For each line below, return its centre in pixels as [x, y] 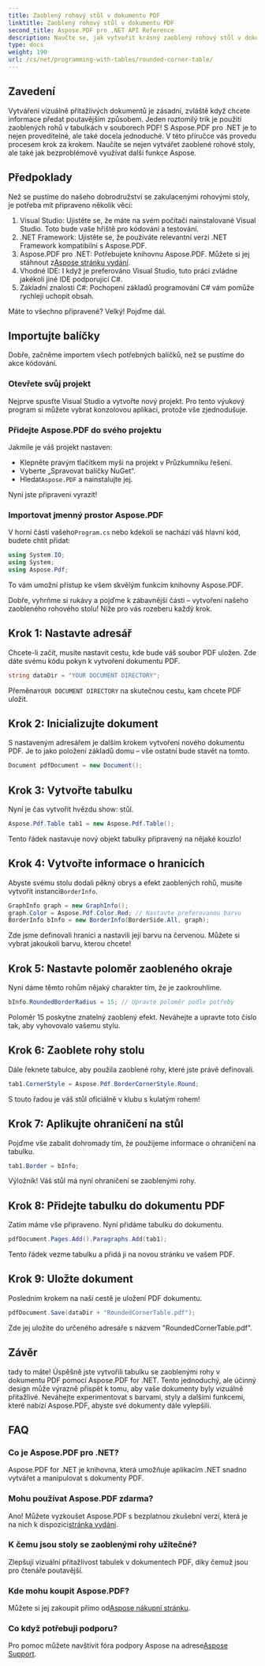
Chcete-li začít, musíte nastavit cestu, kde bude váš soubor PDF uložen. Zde [132, 652]
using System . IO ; [37, 555]
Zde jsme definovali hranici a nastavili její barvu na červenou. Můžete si [124, 935]
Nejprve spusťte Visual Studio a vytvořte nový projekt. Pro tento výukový [127, 401]
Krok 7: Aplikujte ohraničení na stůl [96, 1124]
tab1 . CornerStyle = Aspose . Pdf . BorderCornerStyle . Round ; [104, 1084]
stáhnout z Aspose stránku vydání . [75, 262]
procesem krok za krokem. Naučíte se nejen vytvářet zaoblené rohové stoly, [132, 144]
